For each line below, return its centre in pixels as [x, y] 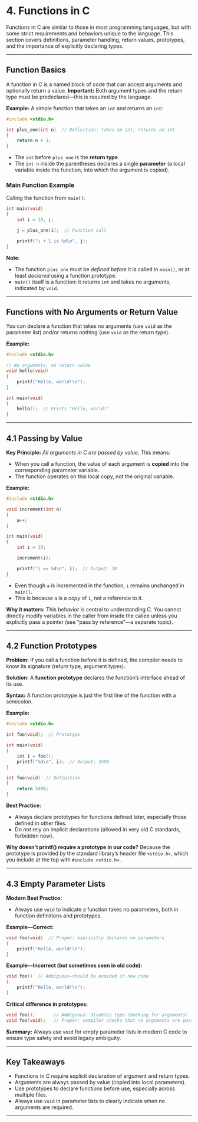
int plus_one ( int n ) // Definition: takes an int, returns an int [91, 130]
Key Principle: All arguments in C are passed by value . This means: [88, 453]
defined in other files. [40, 823]
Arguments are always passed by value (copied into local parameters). [100, 1082]
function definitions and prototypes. [58, 916]
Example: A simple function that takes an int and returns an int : [85, 108]
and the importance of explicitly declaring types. [65, 46]
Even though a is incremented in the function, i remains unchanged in [99, 585]
